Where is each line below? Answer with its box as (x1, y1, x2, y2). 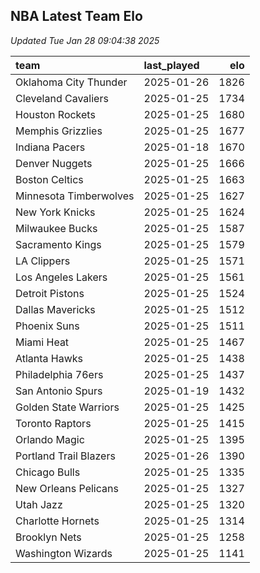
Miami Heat (15, 335, 70, 349)
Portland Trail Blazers (15, 449, 116, 463)
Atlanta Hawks (15, 351, 84, 365)
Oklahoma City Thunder (15, 75, 128, 89)
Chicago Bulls (15, 465, 81, 479)
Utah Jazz (15, 497, 63, 511)
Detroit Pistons (15, 286, 85, 300)
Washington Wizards (15, 546, 113, 560)
